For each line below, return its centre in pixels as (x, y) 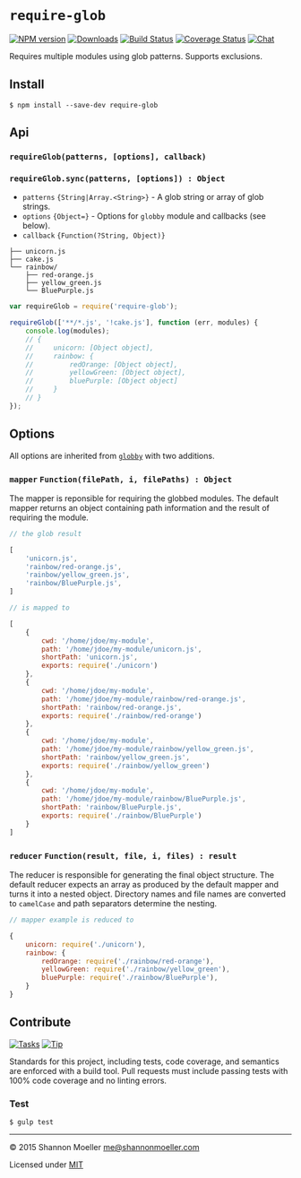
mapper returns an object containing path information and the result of (140, 507)
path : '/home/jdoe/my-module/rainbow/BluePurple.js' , (144, 799)
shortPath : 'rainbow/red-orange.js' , (112, 707)
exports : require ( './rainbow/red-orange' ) (122, 715)
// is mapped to (39, 608)
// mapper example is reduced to (72, 920)
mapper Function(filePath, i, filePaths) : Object (121, 479)
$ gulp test (31, 1122)
